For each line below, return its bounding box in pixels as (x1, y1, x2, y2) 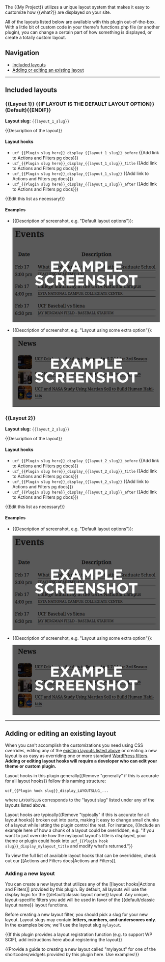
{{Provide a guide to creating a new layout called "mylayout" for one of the (5, 946, 156, 952)
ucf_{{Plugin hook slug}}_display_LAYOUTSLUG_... (5, 789, 109, 793)
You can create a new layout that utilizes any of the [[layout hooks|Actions (5, 881, 156, 887)
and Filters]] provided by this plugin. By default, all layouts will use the (5, 886, 147, 892)
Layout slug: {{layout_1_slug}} (5, 118, 70, 124)
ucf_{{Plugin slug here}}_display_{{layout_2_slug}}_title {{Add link (12, 468, 157, 474)
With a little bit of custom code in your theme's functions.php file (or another (5, 24, 160, 30)
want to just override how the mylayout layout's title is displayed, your (5, 833, 146, 839)
